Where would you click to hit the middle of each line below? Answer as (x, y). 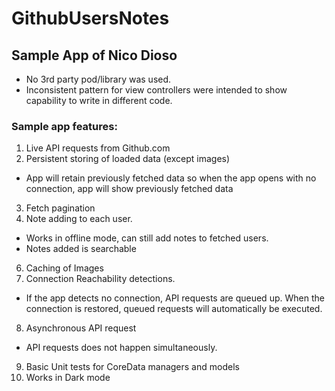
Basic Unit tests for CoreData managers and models (132, 367)
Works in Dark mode (68, 378)
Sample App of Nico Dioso (94, 55)
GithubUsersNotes (90, 18)
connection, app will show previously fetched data (129, 189)
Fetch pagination (60, 208)
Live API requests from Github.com (98, 148)
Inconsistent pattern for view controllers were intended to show (156, 90)
